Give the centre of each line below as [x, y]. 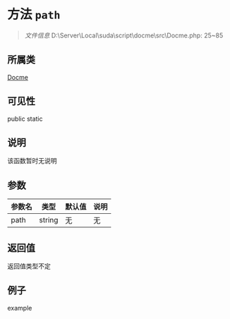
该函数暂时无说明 [32, 161]
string [49, 220]
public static [25, 119]
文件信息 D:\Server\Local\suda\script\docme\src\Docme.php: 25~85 [124, 35]
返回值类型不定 [29, 266]
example [20, 308]
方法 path [34, 14]
